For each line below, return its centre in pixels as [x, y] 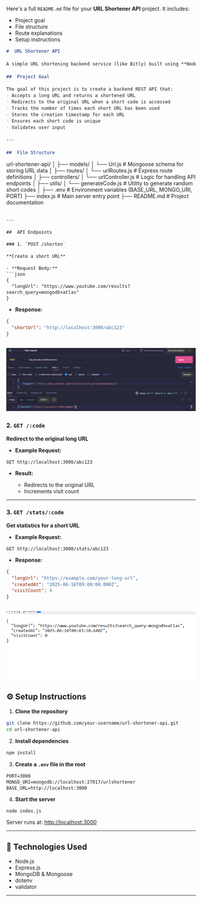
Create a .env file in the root [50, 764]
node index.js [24, 811]
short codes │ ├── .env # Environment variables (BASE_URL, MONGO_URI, [99, 189]
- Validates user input [36, 127]
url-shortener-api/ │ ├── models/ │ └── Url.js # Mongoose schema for [95, 164]
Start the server [35, 799]
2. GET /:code [26, 425]
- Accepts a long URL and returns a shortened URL [71, 96]
